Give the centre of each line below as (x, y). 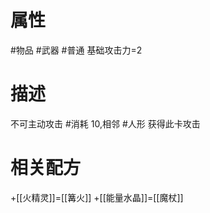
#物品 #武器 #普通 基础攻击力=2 (76, 50)
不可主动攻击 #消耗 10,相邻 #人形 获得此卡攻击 (105, 123)
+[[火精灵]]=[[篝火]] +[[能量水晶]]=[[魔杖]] (97, 197)
